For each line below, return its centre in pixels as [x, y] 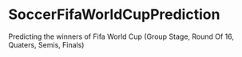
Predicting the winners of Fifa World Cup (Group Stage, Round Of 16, [121, 36]
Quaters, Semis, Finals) [46, 44]
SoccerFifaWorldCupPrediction [114, 15]
